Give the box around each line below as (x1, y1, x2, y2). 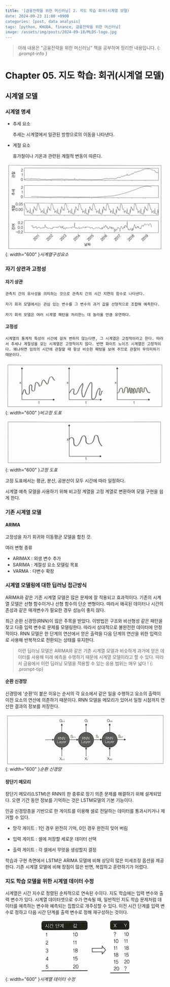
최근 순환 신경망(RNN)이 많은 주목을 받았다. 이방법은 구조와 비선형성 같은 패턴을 (5, 617, 163, 624)
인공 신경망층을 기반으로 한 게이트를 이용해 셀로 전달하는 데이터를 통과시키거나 (5, 808, 160, 814)
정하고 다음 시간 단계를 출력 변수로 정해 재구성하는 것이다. (14, 909, 128, 915)
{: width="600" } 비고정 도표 (5, 409, 62, 416)
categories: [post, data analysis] (5, 19, 81, 24)
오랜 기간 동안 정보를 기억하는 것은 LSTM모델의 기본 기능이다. (12, 797, 134, 803)
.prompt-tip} (17, 666, 44, 672)
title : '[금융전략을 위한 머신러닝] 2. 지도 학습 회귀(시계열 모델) (5, 8, 130, 13)
